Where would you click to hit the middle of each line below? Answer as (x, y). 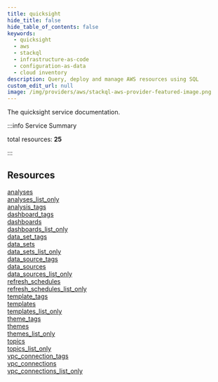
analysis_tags (27, 206)
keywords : (22, 33)
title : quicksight (34, 14)
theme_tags (24, 318)
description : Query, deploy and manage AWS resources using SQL (103, 79)
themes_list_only (31, 334)
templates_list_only (35, 311)
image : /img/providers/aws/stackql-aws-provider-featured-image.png (109, 92)
